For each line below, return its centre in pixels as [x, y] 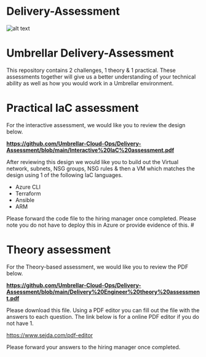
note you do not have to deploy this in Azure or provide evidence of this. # [101, 225]
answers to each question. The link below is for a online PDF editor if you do [103, 316]
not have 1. [20, 323]
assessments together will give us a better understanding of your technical [101, 76]
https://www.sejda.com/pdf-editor [50, 335]
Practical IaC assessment [73, 108]
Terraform [28, 193]
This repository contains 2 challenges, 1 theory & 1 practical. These [91, 70]
